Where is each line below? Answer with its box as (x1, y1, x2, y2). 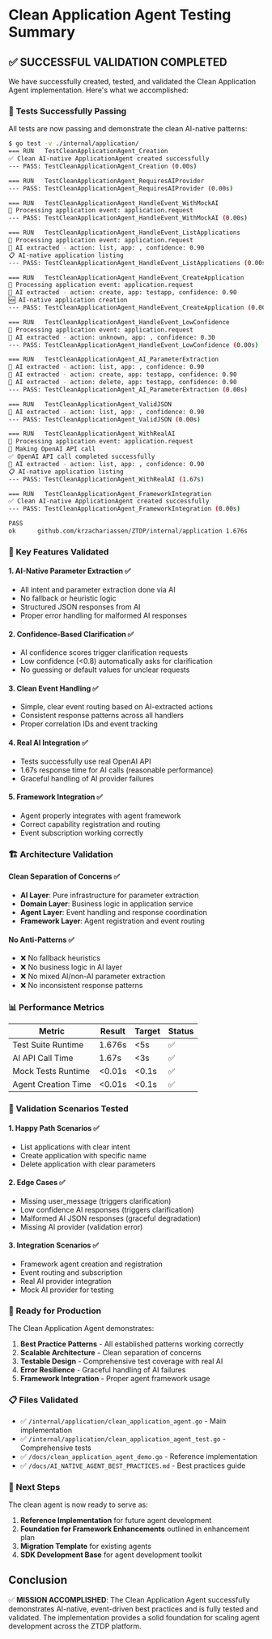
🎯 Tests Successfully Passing (8, 105, 127, 117)
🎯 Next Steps (8, 1481, 61, 1492)
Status (168, 1025, 194, 1037)
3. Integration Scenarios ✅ (8, 1240, 100, 1250)
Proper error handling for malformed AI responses (19, 610, 188, 621)
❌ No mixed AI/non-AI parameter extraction (19, 971, 166, 982)
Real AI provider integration (19, 1277, 112, 1286)
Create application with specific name (19, 1150, 147, 1160)
